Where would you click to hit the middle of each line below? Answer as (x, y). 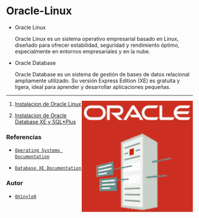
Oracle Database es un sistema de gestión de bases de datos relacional (102, 74)
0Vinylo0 (25, 197)
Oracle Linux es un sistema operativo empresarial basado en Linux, (97, 39)
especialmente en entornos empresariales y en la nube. (82, 51)
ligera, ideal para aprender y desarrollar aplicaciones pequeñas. (92, 86)
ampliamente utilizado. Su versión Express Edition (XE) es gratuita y (97, 81)
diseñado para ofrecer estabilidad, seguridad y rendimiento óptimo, (97, 45)
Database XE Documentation (48, 168)
